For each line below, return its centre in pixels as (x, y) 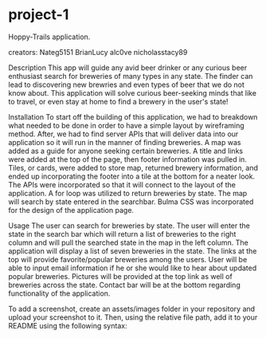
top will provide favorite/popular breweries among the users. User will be (128, 259)
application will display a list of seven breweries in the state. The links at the (133, 251)
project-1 (39, 15)
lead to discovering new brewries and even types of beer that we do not (127, 84)
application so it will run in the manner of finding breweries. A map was (125, 142)
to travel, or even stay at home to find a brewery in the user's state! (118, 101)
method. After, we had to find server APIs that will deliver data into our (123, 134)
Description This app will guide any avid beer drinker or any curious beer (128, 67)
